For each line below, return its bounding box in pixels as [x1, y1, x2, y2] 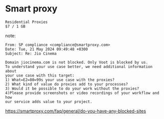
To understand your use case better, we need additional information [5, 64, 153, 69]
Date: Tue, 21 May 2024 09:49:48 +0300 [5, 46, 88, 51]
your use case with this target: [5, 73, 75, 78]
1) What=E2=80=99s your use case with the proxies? [5, 77, 115, 82]
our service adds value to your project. [5, 99, 93, 104]
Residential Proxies [5, 19, 48, 24]
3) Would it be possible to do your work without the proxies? [5, 86, 140, 91]
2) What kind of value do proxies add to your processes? [5, 81, 128, 86]
